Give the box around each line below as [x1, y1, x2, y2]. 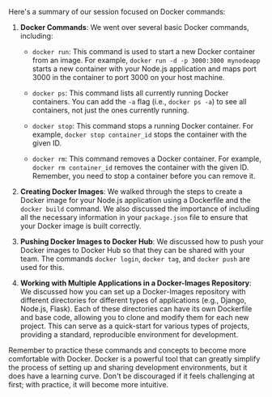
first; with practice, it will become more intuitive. [8, 380, 168, 389]
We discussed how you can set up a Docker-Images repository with [19, 287, 246, 296]
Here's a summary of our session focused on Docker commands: [8, 7, 226, 16]
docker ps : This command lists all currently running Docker [32, 88, 229, 98]
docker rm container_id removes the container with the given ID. [32, 163, 249, 172]
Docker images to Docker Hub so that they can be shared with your [19, 246, 245, 255]
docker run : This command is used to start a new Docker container [32, 47, 256, 56]
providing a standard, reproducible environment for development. [19, 330, 239, 339]
